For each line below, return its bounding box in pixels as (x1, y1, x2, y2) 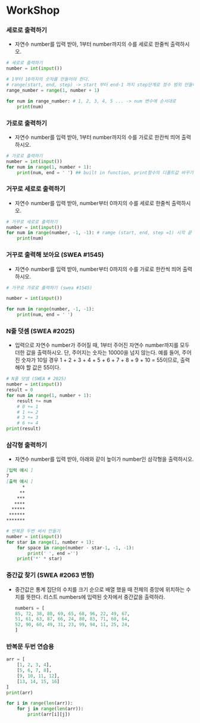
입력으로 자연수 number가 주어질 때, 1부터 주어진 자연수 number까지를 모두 (14, 342, 190, 349)
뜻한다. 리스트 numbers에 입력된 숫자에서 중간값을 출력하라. (26, 593, 165, 600)
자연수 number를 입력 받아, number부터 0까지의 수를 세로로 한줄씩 (14, 199, 171, 206)
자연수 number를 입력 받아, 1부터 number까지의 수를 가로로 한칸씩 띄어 (14, 134, 180, 141)
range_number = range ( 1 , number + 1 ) (6, 87, 100, 93)
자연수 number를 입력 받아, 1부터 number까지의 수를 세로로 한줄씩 (14, 41, 170, 48)
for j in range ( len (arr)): (17, 706, 84, 712)
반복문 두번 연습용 (6, 642, 55, 650)
